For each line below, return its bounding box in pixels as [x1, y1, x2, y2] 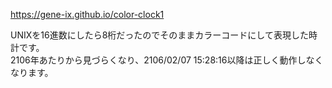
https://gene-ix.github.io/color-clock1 [10, 9, 165, 20]
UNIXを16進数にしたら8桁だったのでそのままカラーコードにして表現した [10, 29, 309, 41]
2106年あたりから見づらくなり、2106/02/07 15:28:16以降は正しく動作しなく [10, 54, 324, 66]
